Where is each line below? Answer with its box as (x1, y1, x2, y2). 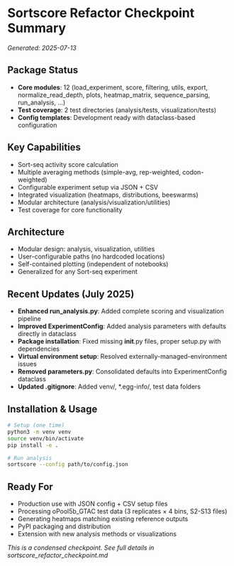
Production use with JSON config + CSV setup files (17, 499, 168, 508)
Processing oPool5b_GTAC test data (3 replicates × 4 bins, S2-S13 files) (17, 507, 228, 516)
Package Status (7, 64, 79, 76)
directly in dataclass (17, 330, 77, 338)
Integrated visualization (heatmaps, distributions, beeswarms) (17, 190, 199, 199)
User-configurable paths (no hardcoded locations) (17, 252, 165, 261)
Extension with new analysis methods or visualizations (17, 530, 177, 538)
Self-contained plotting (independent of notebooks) (17, 260, 169, 268)
